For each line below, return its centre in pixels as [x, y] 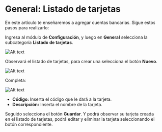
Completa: [15, 80]
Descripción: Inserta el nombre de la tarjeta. [57, 104]
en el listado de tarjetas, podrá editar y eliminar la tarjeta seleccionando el [80, 119]
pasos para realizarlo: [27, 27]
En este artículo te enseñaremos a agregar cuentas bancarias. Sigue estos [80, 22]
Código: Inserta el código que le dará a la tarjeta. [62, 99]
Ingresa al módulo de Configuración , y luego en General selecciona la [77, 37]
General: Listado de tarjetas [63, 9]
